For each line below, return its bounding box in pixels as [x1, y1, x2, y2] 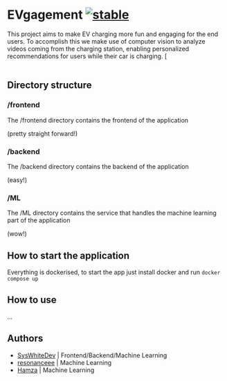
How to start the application [7, 249, 130, 261]
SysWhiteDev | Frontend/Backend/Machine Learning [17, 351, 167, 360]
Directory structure [7, 80, 92, 91]
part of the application [7, 216, 71, 224]
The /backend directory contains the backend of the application [7, 162, 189, 170]
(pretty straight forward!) [7, 129, 78, 138]
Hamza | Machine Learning [17, 366, 95, 374]
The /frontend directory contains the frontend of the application [7, 116, 189, 124]
